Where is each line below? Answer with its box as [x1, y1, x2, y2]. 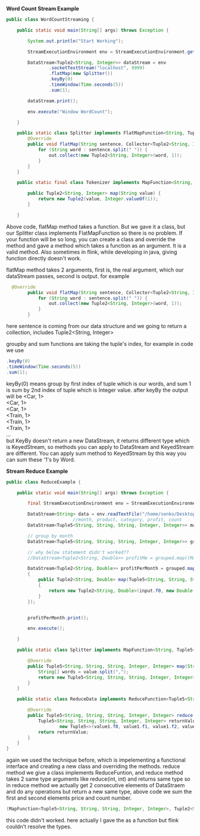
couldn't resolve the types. [6, 823, 72, 830]
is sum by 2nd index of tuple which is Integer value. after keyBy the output [6, 386, 189, 394]
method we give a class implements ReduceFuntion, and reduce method [6, 769, 183, 776]
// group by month [27, 533, 73, 539]
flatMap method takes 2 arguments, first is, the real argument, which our [6, 266, 184, 273]
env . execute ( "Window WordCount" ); [27, 108, 113, 115]
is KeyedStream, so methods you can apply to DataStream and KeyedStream [6, 443, 194, 450]
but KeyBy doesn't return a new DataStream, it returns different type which [6, 437, 190, 444]
